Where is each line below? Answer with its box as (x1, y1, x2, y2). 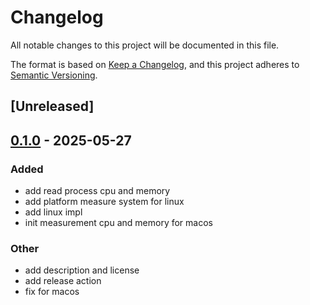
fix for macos (24, 286, 80, 298)
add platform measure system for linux (24, 196, 185, 208)
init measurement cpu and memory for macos (24, 217, 213, 229)
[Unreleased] (10, 98, 95, 115)
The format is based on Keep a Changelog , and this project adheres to (10, 58, 300, 70)
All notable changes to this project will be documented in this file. (10, 39, 280, 51)
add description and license (24, 264, 140, 276)
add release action (24, 275, 102, 287)
